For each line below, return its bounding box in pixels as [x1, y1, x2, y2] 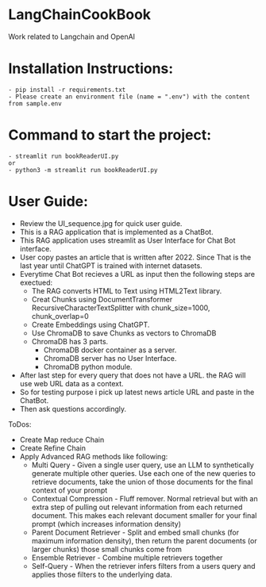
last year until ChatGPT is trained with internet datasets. [19, 260, 202, 270]
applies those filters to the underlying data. [31, 570, 172, 579]
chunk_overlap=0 [31, 311, 89, 320]
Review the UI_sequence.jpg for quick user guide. [19, 218, 183, 228]
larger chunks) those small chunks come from [31, 544, 183, 554]
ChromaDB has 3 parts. [31, 336, 109, 346]
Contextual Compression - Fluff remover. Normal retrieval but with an [31, 493, 258, 503]
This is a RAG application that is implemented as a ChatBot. [19, 227, 214, 236]
